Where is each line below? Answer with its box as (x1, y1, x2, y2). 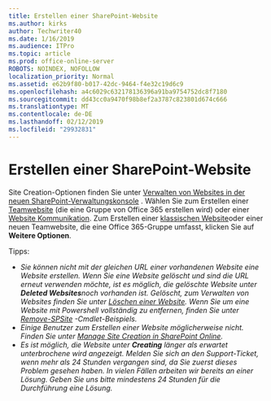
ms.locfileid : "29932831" (8, 125, 96, 133)
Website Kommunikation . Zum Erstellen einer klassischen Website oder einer (8, 213, 264, 223)
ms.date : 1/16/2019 (8, 34, 75, 43)
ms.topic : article (8, 50, 71, 58)
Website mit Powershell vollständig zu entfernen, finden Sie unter (20, 305, 240, 315)
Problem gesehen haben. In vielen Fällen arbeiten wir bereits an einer (20, 365, 254, 375)
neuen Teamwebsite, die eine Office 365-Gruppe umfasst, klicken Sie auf (8, 221, 255, 232)
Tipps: (8, 246, 30, 256)
